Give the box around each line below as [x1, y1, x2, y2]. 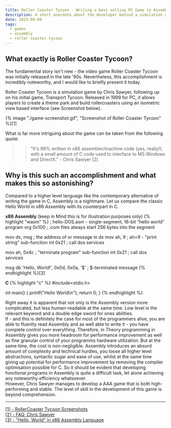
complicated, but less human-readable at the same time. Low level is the [5, 305, 157, 311]
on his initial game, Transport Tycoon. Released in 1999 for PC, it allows [5, 94, 155, 100]
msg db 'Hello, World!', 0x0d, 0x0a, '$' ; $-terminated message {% [5, 264, 146, 270]
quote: [5, 135, 19, 141]
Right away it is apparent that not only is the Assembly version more [5, 299, 148, 305]
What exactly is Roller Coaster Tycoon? [5, 54, 133, 64]
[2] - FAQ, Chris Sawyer [5, 411, 55, 417]
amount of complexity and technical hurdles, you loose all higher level [5, 348, 152, 354]
